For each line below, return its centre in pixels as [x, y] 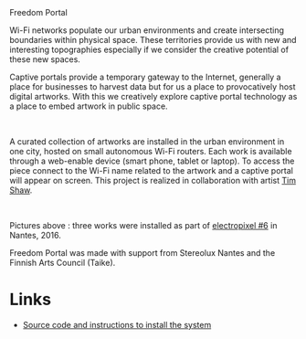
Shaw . [21, 190]
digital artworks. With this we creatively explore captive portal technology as [153, 96]
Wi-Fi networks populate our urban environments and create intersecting [147, 30]
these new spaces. [45, 59]
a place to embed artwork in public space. [89, 106]
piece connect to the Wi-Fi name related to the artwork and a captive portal [152, 170]
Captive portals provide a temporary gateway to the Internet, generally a [145, 77]
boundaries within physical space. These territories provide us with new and [153, 40]
